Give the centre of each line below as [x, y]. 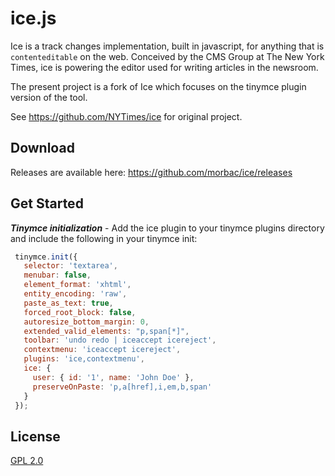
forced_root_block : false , [80, 312]
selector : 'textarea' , [70, 266]
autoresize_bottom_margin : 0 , [86, 322]
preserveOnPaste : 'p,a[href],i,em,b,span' [122, 387]
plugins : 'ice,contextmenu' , [84, 359]
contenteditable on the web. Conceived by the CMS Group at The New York [167, 56]
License [35, 436]
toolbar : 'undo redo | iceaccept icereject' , [120, 340]
